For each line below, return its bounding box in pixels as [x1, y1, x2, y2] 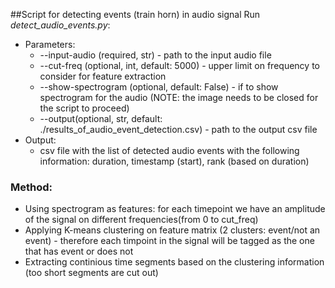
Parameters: [24, 39, 76, 50]
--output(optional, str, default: [39, 113, 163, 124]
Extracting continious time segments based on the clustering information [24, 256, 325, 268]
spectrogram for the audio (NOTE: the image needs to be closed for [39, 92, 319, 103]
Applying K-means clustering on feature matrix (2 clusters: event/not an [24, 224, 321, 236]
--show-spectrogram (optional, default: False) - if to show [39, 81, 279, 93]
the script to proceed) [39, 102, 130, 114]
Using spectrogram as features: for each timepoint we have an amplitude [24, 203, 326, 215]
